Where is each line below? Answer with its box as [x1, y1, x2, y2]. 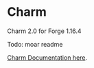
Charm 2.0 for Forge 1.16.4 [7, 27, 82, 35]
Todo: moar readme [7, 40, 63, 48]
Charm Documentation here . [7, 53, 88, 62]
